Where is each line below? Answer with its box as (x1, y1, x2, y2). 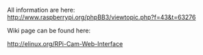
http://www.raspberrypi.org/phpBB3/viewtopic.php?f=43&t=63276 (7, 13, 196, 21)
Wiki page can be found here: (7, 27, 91, 34)
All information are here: (7, 6, 75, 14)
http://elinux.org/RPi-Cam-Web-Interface (7, 40, 123, 47)
